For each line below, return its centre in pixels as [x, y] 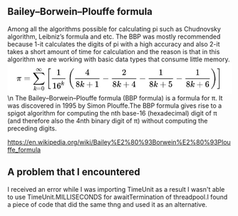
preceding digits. [32, 128]
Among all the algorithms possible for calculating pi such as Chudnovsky [114, 29]
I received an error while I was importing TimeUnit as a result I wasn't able [116, 189]
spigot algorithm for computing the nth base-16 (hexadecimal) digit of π [112, 113]
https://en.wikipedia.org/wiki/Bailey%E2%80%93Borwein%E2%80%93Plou [119, 142]
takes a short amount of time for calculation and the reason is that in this [114, 51]
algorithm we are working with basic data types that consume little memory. [119, 59]
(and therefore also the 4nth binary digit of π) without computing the [108, 120]
